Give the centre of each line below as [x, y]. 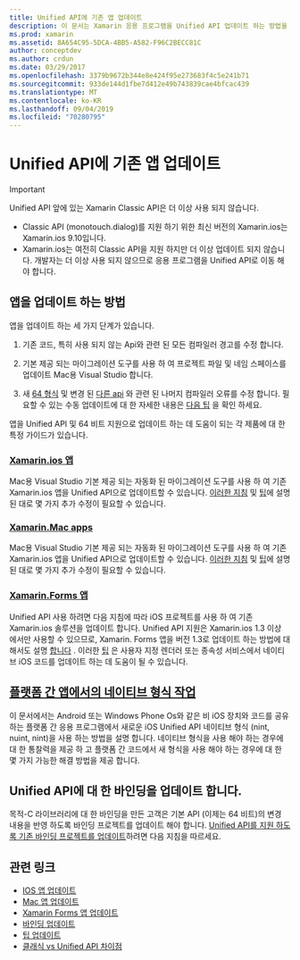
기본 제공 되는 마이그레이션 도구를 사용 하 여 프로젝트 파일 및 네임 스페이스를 [154, 363]
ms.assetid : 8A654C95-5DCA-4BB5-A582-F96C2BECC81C [105, 42]
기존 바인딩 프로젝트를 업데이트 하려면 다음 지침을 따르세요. [120, 837]
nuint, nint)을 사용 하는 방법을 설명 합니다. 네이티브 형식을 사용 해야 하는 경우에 [146, 738]
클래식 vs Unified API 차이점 [72, 947]
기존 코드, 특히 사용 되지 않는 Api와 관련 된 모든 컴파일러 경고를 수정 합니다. [153, 344]
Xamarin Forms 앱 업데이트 [70, 913]
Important [27, 189]
